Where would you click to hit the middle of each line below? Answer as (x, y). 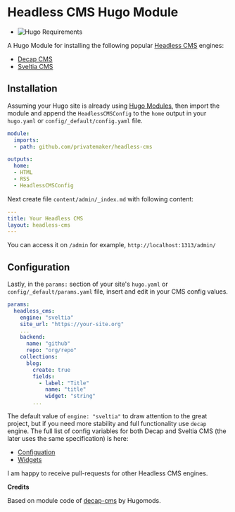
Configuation (36, 452)
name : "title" (65, 389)
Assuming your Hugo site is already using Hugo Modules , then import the (114, 106)
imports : (26, 140)
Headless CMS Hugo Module (93, 12)
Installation (32, 89)
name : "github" (48, 344)
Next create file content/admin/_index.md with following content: (100, 199)
